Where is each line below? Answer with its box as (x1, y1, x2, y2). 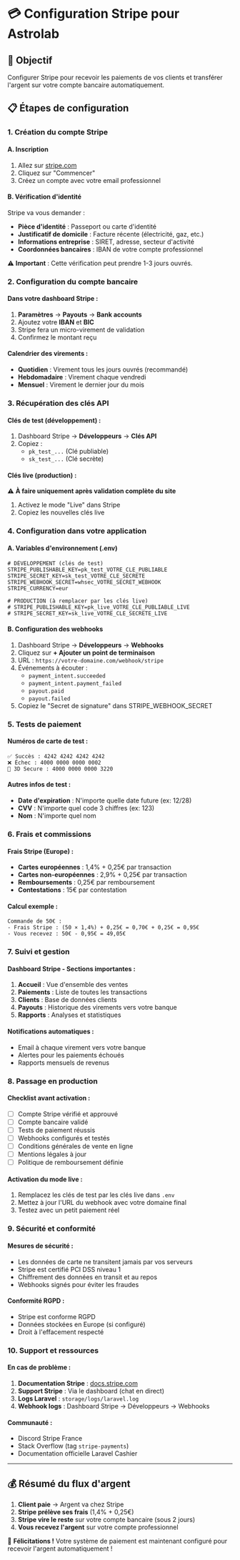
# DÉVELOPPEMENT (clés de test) (7, 560, 104, 567)
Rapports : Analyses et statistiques (17, 1010, 121, 1019)
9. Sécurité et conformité (7, 1223, 96, 1233)
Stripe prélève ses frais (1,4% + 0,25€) (17, 1507, 134, 1516)
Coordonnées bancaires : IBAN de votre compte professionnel (17, 244, 204, 254)
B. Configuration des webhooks (7, 625, 104, 633)
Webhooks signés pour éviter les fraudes (17, 1280, 139, 1288)
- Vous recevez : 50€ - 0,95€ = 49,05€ (7, 930, 126, 938)
